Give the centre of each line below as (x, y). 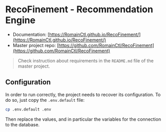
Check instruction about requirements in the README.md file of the (86, 60)
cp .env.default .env (28, 109)
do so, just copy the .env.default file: (45, 100)
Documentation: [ (31, 34)
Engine (20, 20)
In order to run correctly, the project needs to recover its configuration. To (83, 94)
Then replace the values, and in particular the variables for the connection (83, 119)
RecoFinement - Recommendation (79, 9)
